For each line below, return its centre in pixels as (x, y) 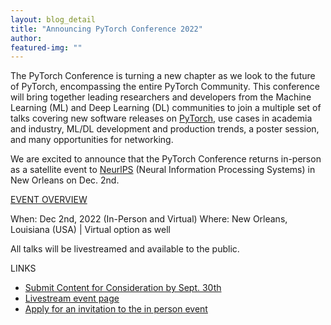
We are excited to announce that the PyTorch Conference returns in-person (166, 159)
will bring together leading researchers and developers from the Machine (161, 97)
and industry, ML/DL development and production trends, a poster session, (165, 129)
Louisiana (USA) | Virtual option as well (90, 230)
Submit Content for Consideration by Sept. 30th (123, 288)
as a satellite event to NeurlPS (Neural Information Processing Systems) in (163, 170)
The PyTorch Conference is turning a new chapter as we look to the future (163, 76)
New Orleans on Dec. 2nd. (65, 180)
